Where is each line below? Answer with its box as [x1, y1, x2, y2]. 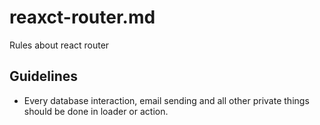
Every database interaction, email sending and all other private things [23, 94, 310, 106]
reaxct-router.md [9, 6, 156, 29]
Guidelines [9, 68, 78, 85]
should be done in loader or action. [23, 105, 169, 117]
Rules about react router [9, 39, 110, 51]
